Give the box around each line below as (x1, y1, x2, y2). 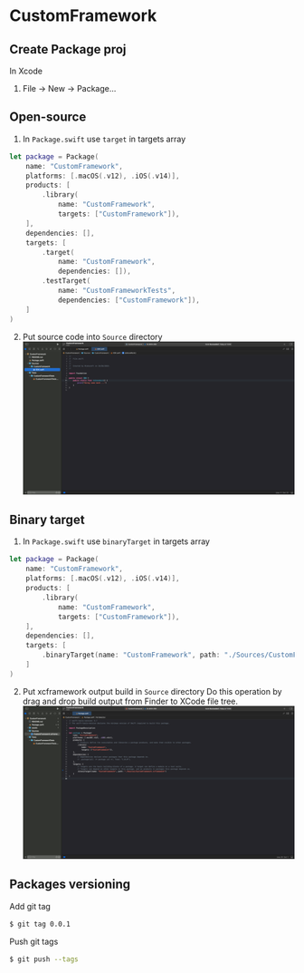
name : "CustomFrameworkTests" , (57, 287, 176, 296)
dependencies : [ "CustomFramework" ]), (57, 296, 201, 305)
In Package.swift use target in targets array (22, 133, 186, 144)
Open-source (9, 110, 87, 125)
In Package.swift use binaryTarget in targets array (22, 536, 211, 547)
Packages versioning (9, 877, 131, 892)
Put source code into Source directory (22, 331, 163, 342)
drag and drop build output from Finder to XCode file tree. (22, 696, 238, 706)
